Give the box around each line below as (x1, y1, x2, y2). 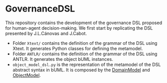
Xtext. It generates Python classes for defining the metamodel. (12, 45, 143, 51)
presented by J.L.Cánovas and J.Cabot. (5, 30, 87, 36)
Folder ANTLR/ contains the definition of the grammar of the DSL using (12, 51, 157, 57)
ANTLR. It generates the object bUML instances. (12, 56, 114, 62)
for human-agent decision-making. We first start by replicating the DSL (5, 25, 153, 31)
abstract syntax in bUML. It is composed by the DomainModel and (12, 66, 150, 73)
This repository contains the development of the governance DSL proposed (5, 20, 162, 26)
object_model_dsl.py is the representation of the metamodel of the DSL (12, 61, 161, 67)
